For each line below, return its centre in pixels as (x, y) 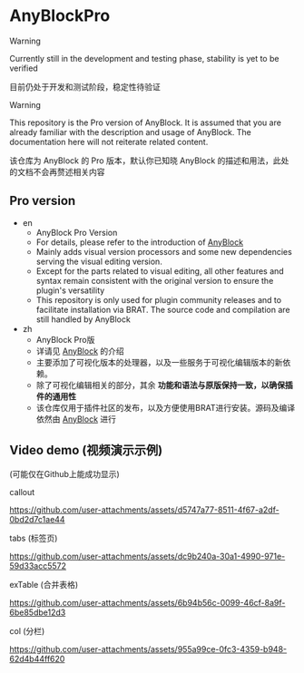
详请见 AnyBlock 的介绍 (80, 351)
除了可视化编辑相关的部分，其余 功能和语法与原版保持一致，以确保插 (164, 385)
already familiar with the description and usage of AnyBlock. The (131, 132)
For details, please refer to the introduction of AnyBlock (139, 242)
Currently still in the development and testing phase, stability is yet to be (144, 58)
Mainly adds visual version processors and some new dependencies (164, 251)
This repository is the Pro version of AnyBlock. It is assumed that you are (145, 122)
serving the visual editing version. (99, 261)
